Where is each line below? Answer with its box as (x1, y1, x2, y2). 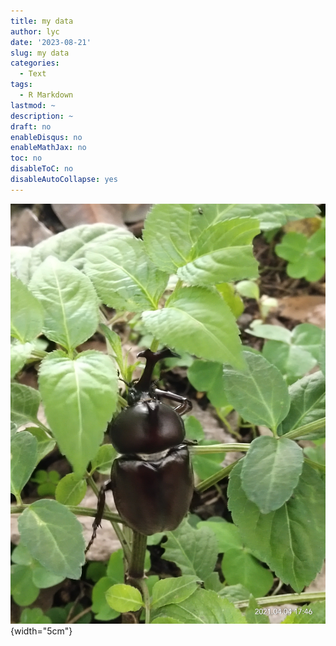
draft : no (10, 121, 52, 132)
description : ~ (10, 111, 74, 121)
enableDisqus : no (10, 132, 83, 142)
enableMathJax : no (10, 143, 87, 153)
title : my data (10, 16, 74, 26)
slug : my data (10, 48, 70, 58)
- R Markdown (19, 90, 74, 100)
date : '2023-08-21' (10, 37, 92, 47)
